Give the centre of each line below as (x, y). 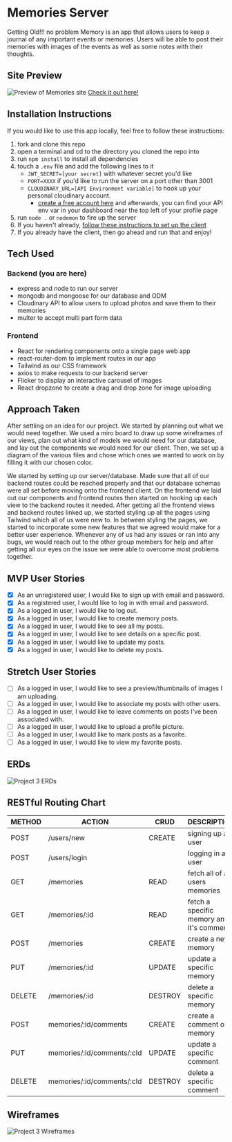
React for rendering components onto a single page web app (104, 351)
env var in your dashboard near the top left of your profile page (128, 210)
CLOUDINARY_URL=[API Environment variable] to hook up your (114, 188)
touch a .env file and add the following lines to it (85, 166)
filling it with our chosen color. (50, 463)
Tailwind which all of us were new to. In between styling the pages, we (108, 520)
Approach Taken (43, 409)
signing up (205, 834)
